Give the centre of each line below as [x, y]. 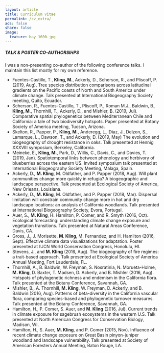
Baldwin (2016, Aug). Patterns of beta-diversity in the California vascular [85, 293]
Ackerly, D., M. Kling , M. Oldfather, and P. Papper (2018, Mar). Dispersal [85, 194]
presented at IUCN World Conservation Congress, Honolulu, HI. [76, 246]
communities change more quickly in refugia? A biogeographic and [80, 178]
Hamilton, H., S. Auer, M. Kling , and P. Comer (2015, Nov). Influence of [83, 329]
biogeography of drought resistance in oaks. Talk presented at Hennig [83, 142]
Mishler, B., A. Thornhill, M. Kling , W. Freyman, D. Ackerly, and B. [77, 288]
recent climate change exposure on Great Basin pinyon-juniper [75, 335]
